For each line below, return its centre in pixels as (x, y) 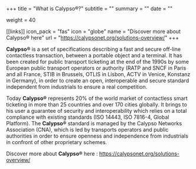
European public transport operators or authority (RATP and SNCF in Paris (96, 68)
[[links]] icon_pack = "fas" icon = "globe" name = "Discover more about (94, 31)
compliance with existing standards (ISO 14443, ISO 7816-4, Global (88, 117)
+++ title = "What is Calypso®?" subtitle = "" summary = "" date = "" (89, 9)
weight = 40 (21, 20)
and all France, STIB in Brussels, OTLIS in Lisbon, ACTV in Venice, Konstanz (98, 74)
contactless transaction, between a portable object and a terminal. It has (94, 55)
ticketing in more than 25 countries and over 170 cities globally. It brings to (97, 105)
